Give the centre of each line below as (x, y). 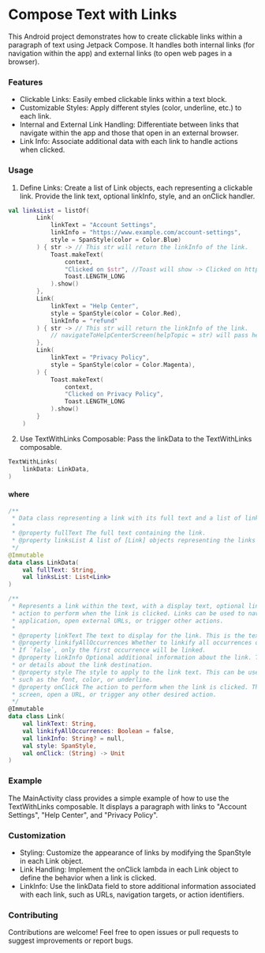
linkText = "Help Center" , (95, 306)
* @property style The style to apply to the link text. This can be (128, 672)
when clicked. (42, 150)
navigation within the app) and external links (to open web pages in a (120, 53)
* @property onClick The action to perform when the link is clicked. (130, 687)
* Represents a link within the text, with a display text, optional (128, 607)
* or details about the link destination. (82, 665)
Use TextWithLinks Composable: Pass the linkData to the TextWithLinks (136, 439)
